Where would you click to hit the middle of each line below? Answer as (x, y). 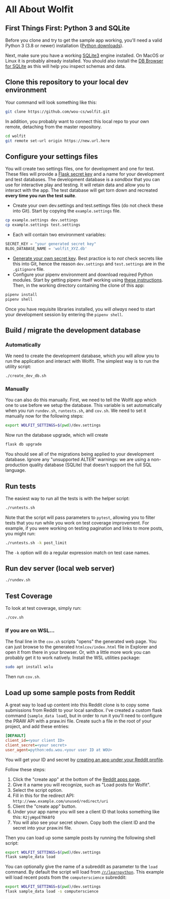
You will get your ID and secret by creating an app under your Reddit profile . (85, 759)
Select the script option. (38, 790)
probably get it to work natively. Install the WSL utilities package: (73, 658)
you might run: (21, 533)
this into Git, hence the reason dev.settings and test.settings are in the (89, 264)
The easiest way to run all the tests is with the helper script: (67, 498)
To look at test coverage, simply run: (43, 608)
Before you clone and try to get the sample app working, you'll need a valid (84, 40)
